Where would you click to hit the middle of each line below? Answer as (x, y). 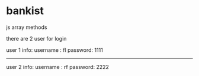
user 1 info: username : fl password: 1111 (55, 50)
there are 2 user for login (36, 38)
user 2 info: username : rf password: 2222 (58, 67)
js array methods (27, 27)
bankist (25, 11)
